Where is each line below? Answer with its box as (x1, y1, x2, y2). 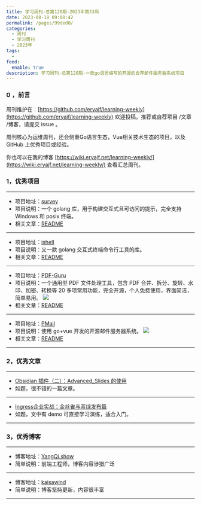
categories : (6, 25, 36, 32)
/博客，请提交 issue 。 (6, 120, 61, 127)
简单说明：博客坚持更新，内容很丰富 (14, 486, 105, 494)
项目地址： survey (14, 197, 59, 205)
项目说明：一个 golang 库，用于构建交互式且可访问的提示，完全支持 (14, 205, 182, 212)
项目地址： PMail (14, 320, 56, 327)
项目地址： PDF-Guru (14, 272, 66, 279)
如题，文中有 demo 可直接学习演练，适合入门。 (14, 410, 132, 418)
